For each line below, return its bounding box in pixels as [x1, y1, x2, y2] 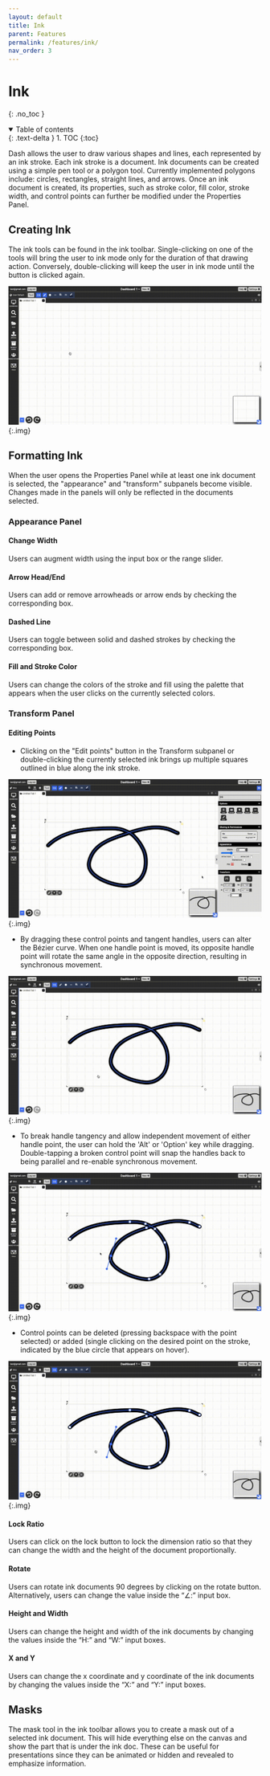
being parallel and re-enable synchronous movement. [19, 1157, 198, 1166]
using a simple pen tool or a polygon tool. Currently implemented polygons [8, 165, 256, 176]
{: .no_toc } [8, 109, 45, 119]
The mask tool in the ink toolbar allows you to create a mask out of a [8, 1724, 235, 1734]
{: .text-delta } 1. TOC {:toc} [8, 133, 99, 143]
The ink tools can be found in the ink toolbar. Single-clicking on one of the [8, 244, 253, 254]
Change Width [8, 536, 58, 545]
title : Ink [8, 21, 45, 30]
